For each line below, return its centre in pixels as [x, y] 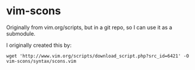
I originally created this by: [39, 45]
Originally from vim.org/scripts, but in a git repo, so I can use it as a [89, 27]
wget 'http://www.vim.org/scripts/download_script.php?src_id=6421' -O [97, 56]
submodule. [21, 33]
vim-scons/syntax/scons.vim [41, 61]
